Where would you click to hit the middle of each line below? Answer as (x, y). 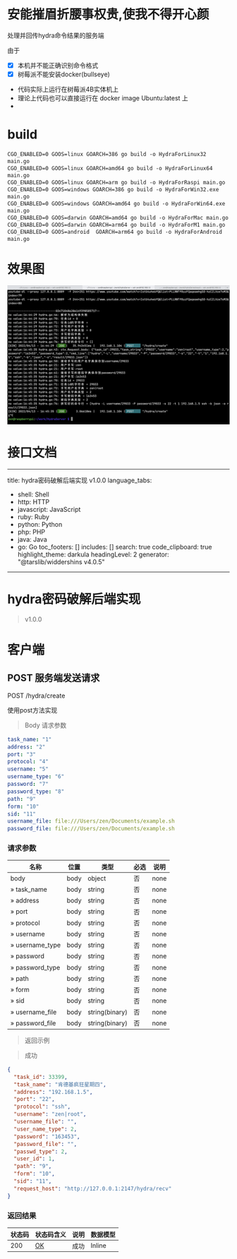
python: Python (40, 524)
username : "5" (28, 769)
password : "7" (28, 784)
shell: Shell (33, 494)
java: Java (32, 539)
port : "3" (22, 754)
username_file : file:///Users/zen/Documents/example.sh (91, 821)
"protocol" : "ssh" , (42, 1107)
